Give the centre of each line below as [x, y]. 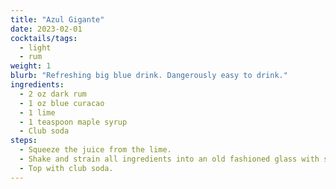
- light [35, 47]
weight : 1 [31, 66]
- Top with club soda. [66, 168]
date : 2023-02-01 [46, 29]
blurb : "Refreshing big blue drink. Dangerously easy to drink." [149, 76]
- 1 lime [37, 112]
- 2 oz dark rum [53, 94]
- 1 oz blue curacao [62, 103]
